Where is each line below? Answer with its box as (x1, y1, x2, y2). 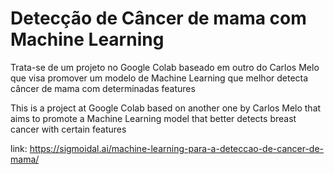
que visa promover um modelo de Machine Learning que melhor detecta (10, 72, 309, 84)
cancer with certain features (10, 123, 127, 135)
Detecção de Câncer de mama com (10, 7, 307, 30)
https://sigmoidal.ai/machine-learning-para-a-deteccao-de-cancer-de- (29, 142, 325, 154)
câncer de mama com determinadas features (10, 82, 196, 94)
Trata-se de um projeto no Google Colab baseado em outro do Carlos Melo (10, 61, 320, 73)
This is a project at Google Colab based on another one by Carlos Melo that (10, 102, 322, 114)
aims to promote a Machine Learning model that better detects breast (10, 112, 297, 124)
